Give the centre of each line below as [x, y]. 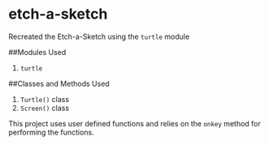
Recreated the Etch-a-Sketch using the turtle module [99, 36]
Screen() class [45, 108]
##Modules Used [37, 52]
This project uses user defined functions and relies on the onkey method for [135, 123]
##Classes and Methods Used [59, 83]
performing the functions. [52, 132]
